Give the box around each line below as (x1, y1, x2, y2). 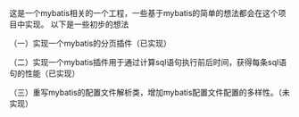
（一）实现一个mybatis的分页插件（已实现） (9, 38, 171, 48)
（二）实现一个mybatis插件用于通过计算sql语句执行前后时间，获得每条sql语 (9, 57, 287, 67)
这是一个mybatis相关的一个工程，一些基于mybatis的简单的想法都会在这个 (9, 8, 278, 18)
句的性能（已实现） (9, 68, 80, 79)
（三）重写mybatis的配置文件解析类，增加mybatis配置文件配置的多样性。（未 (9, 88, 290, 97)
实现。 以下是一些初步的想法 (24, 19, 129, 29)
